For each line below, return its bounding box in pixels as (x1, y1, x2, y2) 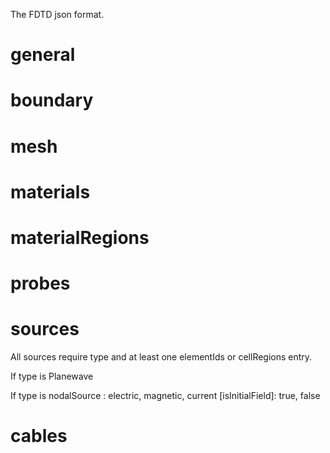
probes (10, 272, 71, 295)
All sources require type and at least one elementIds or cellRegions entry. (10, 351, 313, 363)
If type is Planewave (10, 370, 94, 383)
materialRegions (10, 226, 150, 249)
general (10, 44, 76, 66)
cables (10, 425, 68, 448)
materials (10, 180, 91, 203)
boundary (10, 89, 94, 112)
